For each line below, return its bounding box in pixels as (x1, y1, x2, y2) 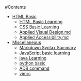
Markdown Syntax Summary (19, 45, 76, 50)
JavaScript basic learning (19, 50, 70, 56)
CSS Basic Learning (19, 24, 59, 30)
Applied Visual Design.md (19, 29, 71, 35)
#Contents (5, 4, 26, 10)
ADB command (19, 65, 50, 71)
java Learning (19, 55, 47, 61)
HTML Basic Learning (19, 19, 63, 24)
